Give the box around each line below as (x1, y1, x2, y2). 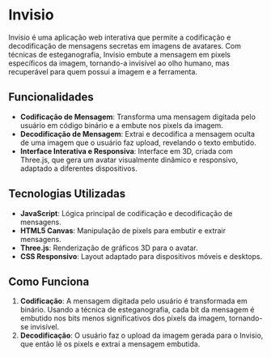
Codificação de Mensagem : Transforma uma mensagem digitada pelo (19, 112, 256, 121)
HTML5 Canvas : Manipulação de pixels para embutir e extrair (19, 225, 227, 236)
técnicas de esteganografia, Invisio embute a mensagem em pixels (8, 49, 231, 59)
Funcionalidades (8, 91, 95, 104)
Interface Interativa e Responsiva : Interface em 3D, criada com (19, 146, 233, 155)
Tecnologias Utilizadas (8, 187, 126, 201)
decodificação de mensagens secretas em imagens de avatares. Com (8, 40, 241, 50)
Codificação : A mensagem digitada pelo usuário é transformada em (19, 296, 248, 306)
